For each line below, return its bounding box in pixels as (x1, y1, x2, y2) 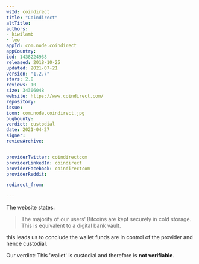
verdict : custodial (6, 121, 55, 127)
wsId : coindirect (6, 8, 50, 15)
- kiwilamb (6, 31, 34, 37)
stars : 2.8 (6, 76, 34, 82)
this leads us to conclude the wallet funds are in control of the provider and (6, 234, 193, 241)
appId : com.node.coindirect (6, 43, 77, 49)
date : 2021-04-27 (6, 127, 50, 133)
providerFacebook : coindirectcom (6, 166, 90, 172)
